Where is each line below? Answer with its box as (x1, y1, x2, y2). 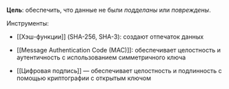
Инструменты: (6, 19, 49, 27)
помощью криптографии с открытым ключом (16, 74, 152, 82)
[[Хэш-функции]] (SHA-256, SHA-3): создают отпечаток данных (16, 32, 204, 41)
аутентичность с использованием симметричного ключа (16, 53, 186, 61)
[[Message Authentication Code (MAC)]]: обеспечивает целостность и (16, 46, 221, 54)
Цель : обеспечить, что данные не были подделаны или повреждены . (6, 6, 211, 14)
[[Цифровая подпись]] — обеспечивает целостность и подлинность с (16, 67, 222, 75)
